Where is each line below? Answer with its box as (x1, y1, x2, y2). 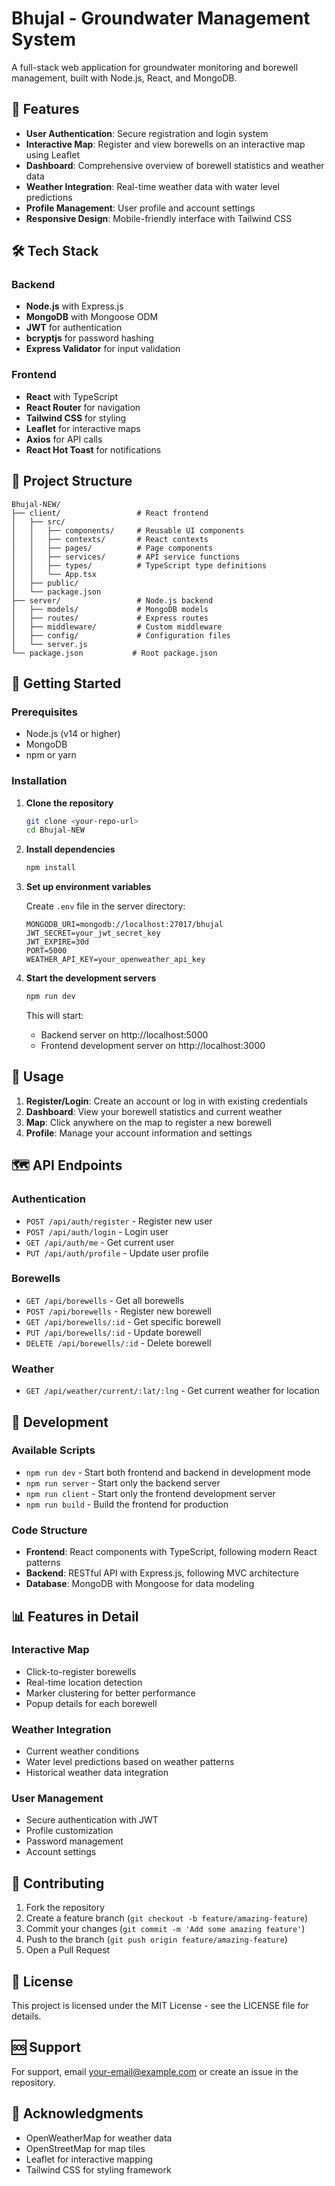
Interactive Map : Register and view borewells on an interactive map (25, 138, 306, 150)
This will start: (25, 1010, 84, 1022)
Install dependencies (25, 843, 116, 856)
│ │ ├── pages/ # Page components (11, 543, 214, 553)
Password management (25, 1835, 124, 1847)
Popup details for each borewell (25, 1697, 158, 1709)
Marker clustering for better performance (25, 1687, 196, 1699)
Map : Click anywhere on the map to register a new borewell (25, 1116, 273, 1128)
